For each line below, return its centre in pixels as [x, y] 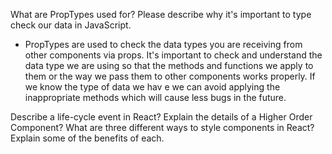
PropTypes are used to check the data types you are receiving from [163, 44]
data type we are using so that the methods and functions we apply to [169, 65]
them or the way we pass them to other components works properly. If [170, 76]
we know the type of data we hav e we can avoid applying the [152, 87]
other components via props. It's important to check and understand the [173, 55]
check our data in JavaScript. [71, 25]
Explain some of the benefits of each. [87, 138]
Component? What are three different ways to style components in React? [162, 127]
